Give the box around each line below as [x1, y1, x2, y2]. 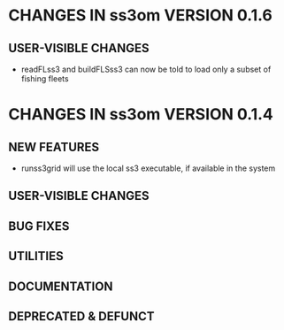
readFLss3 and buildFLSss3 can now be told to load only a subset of [20, 64, 272, 74]
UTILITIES [8, 249, 64, 264]
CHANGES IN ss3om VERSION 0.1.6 [8, 5, 273, 26]
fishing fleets [20, 73, 69, 84]
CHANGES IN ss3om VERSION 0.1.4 [8, 104, 273, 125]
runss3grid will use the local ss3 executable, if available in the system [20, 163, 276, 173]
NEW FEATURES [8, 139, 100, 155]
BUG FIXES [8, 219, 70, 234]
